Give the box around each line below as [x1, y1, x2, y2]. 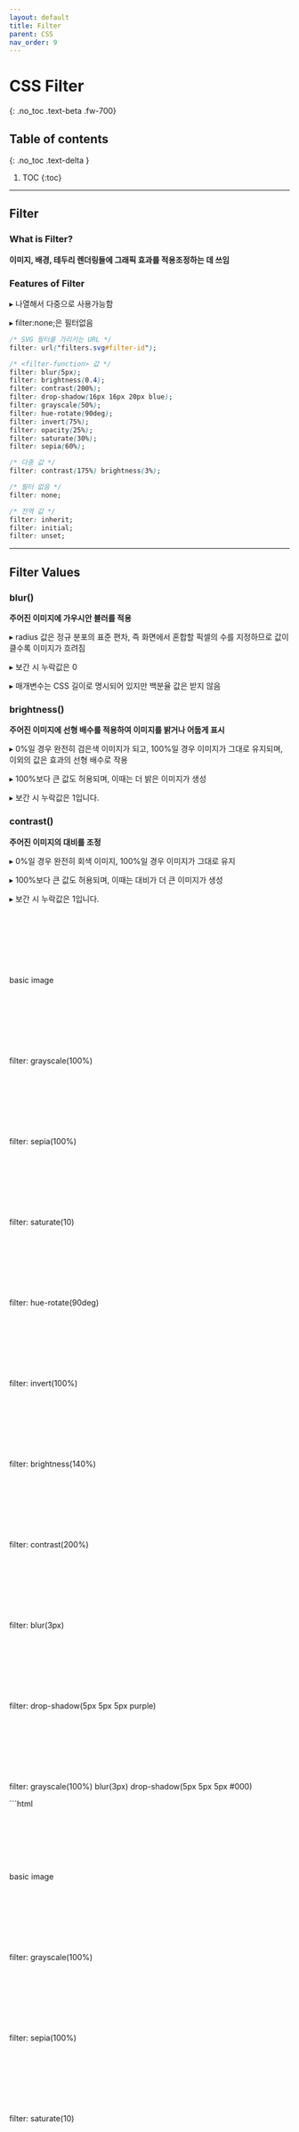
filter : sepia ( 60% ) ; [9, 442, 86, 451]
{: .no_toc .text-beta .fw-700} [9, 106, 117, 117]
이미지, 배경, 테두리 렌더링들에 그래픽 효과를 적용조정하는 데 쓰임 [9, 254, 230, 265]
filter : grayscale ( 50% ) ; [9, 401, 101, 410]
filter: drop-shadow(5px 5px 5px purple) [9, 1700, 157, 1711]
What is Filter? [9, 233, 74, 246]
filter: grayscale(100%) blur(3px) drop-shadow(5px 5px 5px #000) [9, 1781, 253, 1791]
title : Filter [9, 21, 62, 30]
